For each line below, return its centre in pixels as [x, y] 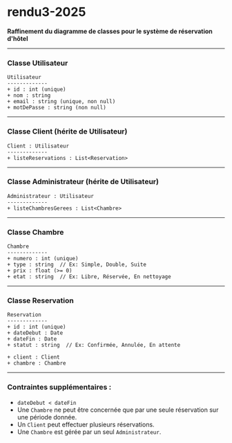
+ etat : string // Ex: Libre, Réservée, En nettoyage [89, 277]
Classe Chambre [36, 232]
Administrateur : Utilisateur [51, 196]
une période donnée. [47, 417]
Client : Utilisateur [38, 146]
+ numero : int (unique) [43, 259]
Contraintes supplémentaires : [59, 387]
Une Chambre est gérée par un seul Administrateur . [89, 432]
